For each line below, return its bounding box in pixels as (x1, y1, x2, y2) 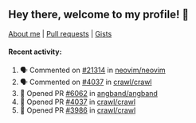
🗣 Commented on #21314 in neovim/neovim (19, 65, 166, 75)
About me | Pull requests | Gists (8, 29, 112, 38)
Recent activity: (8, 47, 62, 56)
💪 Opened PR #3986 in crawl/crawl (19, 106, 136, 115)
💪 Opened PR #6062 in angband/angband (19, 89, 158, 98)
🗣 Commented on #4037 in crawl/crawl (19, 77, 152, 87)
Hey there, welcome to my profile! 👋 (8, 8, 190, 21)
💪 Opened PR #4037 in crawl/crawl (19, 97, 136, 107)
